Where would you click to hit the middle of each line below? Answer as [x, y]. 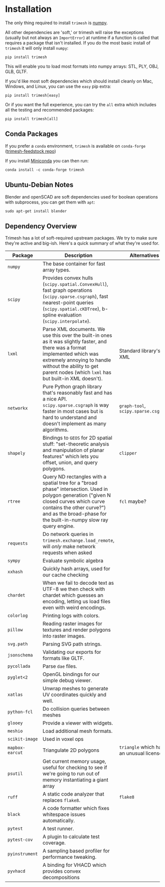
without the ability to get [70, 366]
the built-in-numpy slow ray [75, 520]
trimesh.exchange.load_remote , [78, 540]
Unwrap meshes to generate [75, 688]
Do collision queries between [76, 709]
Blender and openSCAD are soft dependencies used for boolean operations [82, 197]
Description [79, 255]
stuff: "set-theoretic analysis [76, 444]
